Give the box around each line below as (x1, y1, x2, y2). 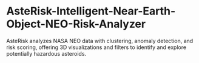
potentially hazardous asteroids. (6, 50, 87, 57)
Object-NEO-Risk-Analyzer (6, 17, 146, 31)
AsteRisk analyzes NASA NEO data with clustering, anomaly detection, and (6, 37, 194, 44)
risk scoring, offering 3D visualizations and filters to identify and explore (6, 44, 187, 51)
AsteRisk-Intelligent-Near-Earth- (6, 4, 176, 18)
